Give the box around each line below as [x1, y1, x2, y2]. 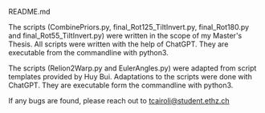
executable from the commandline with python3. [8, 48, 169, 57]
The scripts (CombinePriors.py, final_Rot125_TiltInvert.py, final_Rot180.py [8, 22, 250, 31]
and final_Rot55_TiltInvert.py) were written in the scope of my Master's [8, 31, 243, 40]
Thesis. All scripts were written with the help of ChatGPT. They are [8, 39, 229, 49]
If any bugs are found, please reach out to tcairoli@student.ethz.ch [8, 96, 230, 105]
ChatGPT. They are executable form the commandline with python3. [8, 80, 234, 90]
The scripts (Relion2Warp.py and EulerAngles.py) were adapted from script [8, 63, 257, 73]
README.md [8, 7, 51, 16]
